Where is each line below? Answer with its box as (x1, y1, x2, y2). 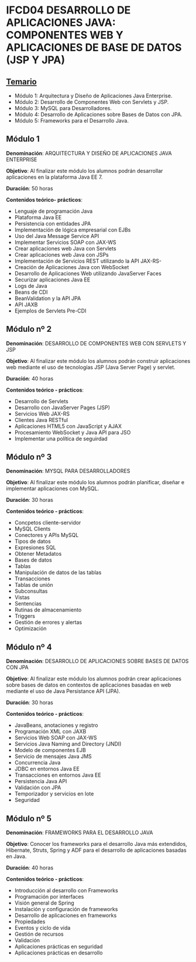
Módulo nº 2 (6, 324, 51, 334)
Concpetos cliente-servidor (14, 519, 81, 526)
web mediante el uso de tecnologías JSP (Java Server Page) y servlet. (6, 363, 176, 370)
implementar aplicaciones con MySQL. (6, 485, 99, 492)
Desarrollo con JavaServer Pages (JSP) (14, 404, 110, 411)
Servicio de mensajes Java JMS (14, 753, 92, 760)
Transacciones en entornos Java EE (14, 771, 101, 779)
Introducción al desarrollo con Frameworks (14, 887, 118, 894)
